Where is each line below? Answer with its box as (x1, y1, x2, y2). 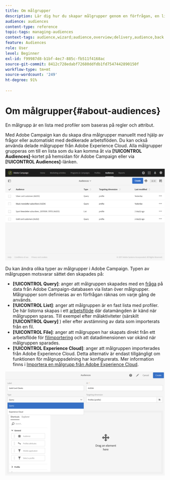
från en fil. (12, 324, 34, 330)
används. (12, 296, 32, 303)
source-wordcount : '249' (5, 72, 58, 77)
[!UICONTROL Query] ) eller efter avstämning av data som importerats (12, 318, 160, 324)
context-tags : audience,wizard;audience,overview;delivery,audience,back (5, 35, 164, 40)
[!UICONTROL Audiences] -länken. (5, 158, 78, 164)
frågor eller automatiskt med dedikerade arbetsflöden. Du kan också (5, 137, 148, 143)
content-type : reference (5, 24, 58, 29)
